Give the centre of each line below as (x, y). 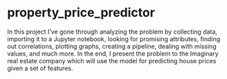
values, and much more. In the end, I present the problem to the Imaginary (113, 54)
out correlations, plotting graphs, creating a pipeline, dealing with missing (112, 46)
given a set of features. (40, 68)
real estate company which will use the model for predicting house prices (112, 60)
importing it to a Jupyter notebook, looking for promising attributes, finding (114, 38)
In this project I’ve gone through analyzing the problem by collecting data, (112, 32)
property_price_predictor (81, 13)
